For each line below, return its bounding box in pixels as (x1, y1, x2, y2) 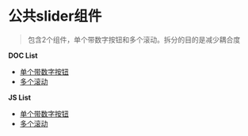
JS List (8, 93, 32, 102)
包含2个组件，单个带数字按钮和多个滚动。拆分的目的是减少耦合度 (27, 35, 241, 44)
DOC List (8, 51, 38, 60)
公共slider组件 (8, 7, 102, 25)
